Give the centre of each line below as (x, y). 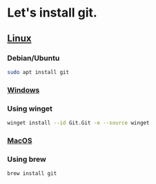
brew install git (32, 174)
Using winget (30, 109)
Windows (23, 90)
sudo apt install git (38, 72)
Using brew (27, 159)
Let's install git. (52, 13)
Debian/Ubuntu (33, 58)
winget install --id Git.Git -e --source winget (78, 122)
